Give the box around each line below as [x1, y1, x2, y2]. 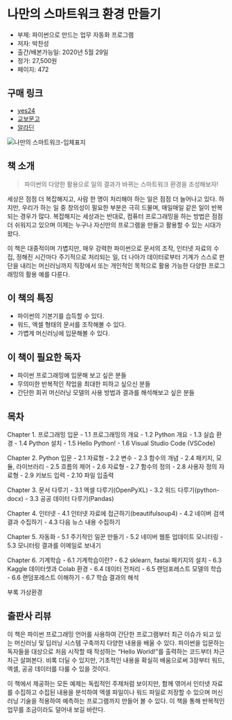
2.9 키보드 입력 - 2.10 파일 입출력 [24, 471, 114, 479]
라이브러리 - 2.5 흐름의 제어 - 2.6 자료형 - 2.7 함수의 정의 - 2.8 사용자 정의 [16, 462, 217, 471]
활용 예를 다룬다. [25, 270, 71, 278]
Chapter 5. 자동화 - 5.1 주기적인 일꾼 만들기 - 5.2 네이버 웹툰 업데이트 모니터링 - [7, 533, 224, 541]
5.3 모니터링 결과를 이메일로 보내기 [7, 541, 102, 550]
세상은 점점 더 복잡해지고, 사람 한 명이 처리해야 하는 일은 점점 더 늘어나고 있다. [7, 195, 217, 203]
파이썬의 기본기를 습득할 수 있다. [17, 312, 105, 320]
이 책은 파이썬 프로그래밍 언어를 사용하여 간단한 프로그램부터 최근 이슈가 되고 [7, 630, 215, 638]
